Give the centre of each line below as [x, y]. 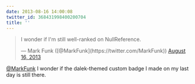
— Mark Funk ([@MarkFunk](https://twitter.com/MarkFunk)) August [103, 51]
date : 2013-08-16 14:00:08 [39, 12]
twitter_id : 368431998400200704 [46, 17]
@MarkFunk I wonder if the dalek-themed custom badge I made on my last [97, 69]
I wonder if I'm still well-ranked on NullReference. [81, 40]
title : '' [18, 22]
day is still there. [26, 75]
